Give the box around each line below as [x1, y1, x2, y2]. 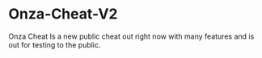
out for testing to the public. [8, 39, 101, 49]
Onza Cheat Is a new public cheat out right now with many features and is [8, 31, 255, 41]
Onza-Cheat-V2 [8, 5, 118, 23]
